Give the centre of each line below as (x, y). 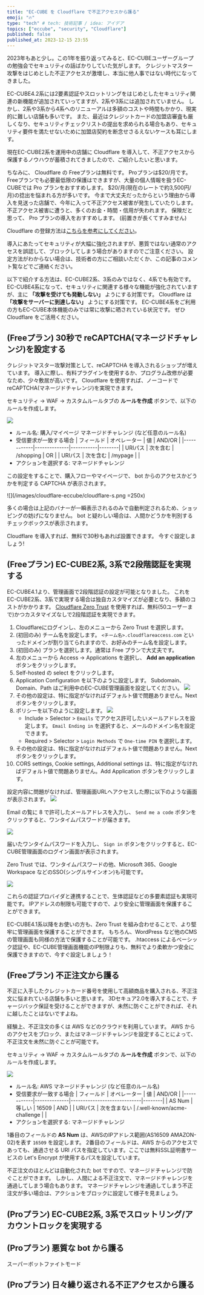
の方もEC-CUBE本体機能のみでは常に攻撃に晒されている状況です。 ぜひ (96, 309)
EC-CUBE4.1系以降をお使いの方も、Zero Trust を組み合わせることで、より (99, 924)
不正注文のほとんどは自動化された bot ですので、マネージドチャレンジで (97, 1171)
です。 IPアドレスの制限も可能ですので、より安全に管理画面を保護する (100, 904)
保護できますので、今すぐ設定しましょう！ (60, 954)
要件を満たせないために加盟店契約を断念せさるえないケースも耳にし (107, 131)
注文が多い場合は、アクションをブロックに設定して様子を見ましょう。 (94, 1193)
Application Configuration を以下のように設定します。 (83, 680)
